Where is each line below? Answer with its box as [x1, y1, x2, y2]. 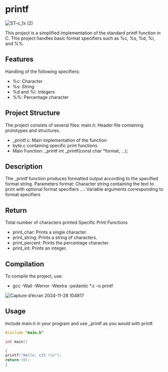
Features [5, 55, 34, 64]
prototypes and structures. [5, 127, 61, 134]
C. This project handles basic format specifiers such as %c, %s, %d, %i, [5, 35, 155, 41]
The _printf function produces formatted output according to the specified [5, 176, 158, 182]
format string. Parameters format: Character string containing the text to [5, 181, 154, 187]
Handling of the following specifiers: [5, 68, 80, 74]
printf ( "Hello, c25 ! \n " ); [5, 353, 62, 358]
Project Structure [5, 109, 60, 117]
